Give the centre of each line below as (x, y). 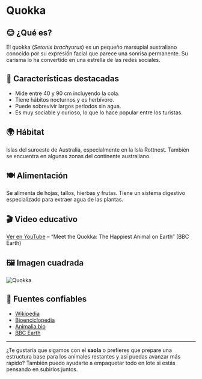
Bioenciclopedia (35, 320)
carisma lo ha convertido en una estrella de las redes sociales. (83, 60)
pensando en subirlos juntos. (42, 369)
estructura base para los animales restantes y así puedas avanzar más (93, 356)
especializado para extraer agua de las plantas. (65, 200)
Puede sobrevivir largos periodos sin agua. (68, 106)
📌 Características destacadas (63, 79)
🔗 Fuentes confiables (47, 299)
